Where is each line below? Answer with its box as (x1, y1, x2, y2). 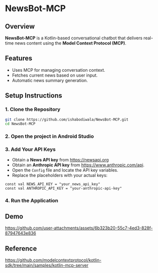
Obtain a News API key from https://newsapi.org (12, 157, 109, 163)
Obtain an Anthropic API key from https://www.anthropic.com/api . (12, 162, 145, 168)
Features (5, 54, 32, 63)
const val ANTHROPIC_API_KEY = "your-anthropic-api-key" (5, 186, 122, 191)
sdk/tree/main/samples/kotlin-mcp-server (5, 262, 88, 268)
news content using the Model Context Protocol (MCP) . (14, 40, 127, 46)
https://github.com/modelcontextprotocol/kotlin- (5, 257, 101, 263)
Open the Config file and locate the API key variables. (12, 167, 118, 173)
